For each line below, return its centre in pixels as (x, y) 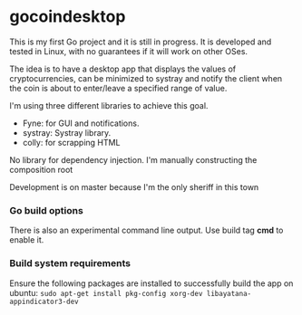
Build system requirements (70, 263)
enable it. (27, 240)
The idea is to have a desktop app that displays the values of (123, 69)
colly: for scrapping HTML (71, 142)
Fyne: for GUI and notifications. (81, 123)
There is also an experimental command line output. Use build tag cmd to (146, 230)
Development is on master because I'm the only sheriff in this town (134, 186)
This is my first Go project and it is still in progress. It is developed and (141, 42)
